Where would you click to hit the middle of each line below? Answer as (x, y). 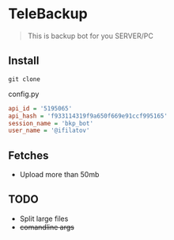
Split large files (44, 219)
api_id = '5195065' (40, 108)
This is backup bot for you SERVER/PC (91, 36)
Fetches (28, 155)
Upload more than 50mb (59, 175)
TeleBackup (48, 14)
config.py (24, 94)
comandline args (47, 226)
